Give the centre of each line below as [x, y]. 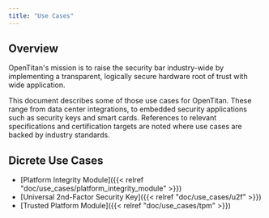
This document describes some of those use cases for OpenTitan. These [130, 101]
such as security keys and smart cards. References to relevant [113, 118]
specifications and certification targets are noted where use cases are [126, 127]
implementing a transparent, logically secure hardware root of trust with [128, 77]
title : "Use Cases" [41, 16]
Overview [34, 49]
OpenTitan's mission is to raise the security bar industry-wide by [116, 68]
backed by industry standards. [60, 135]
